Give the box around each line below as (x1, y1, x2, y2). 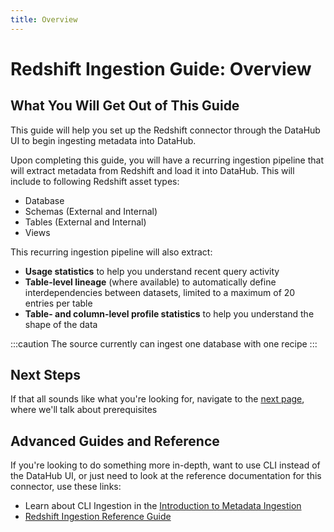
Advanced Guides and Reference (10, 432, 220, 450)
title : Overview (10, 14, 78, 25)
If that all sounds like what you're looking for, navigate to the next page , (10, 393, 305, 405)
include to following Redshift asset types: (10, 175, 180, 187)
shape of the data (24, 318, 98, 330)
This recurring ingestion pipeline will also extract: (10, 246, 213, 258)
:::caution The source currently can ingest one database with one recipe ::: (10, 337, 318, 350)
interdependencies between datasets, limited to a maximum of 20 (24, 286, 296, 298)
